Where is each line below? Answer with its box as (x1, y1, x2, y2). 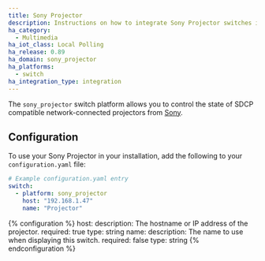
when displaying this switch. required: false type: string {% (8, 235, 200, 244)
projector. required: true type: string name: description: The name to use (8, 226, 244, 237)
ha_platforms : (8, 63, 55, 71)
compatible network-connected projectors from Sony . (8, 107, 183, 117)
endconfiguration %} (8, 244, 77, 253)
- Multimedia (15, 33, 58, 42)
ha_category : (8, 26, 51, 34)
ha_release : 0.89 (8, 48, 65, 56)
